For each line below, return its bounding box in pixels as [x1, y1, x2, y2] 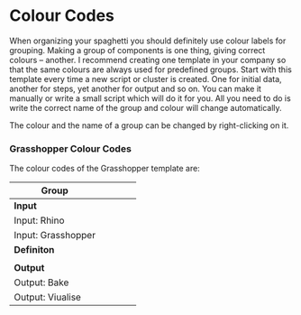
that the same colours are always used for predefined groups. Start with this [9, 64, 293, 75]
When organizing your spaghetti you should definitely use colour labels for [9, 35, 287, 46]
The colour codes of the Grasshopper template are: [9, 163, 200, 174]
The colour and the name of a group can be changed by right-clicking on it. [9, 119, 289, 131]
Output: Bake [14, 276, 69, 289]
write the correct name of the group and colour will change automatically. [9, 102, 282, 113]
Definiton [14, 244, 55, 256]
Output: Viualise [14, 291, 81, 303]
